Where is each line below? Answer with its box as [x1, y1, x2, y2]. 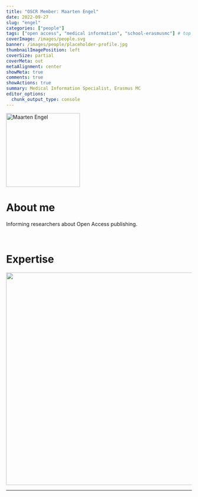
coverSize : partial [6, 53, 54, 58]
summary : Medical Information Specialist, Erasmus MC [6, 86, 141, 91]
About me [6, 201, 55, 214]
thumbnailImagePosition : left [6, 47, 81, 53]
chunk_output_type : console [11, 96, 81, 102]
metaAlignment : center [6, 63, 62, 70]
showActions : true [6, 80, 51, 86]
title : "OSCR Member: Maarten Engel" [6, 8, 99, 15]
